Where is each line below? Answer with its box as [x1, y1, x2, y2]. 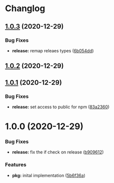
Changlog [5, 3, 45, 14]
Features [5, 161, 27, 168]
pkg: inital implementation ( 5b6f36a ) [12, 172, 86, 178]
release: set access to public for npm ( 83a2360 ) [12, 104, 110, 110]
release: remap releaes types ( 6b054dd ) [12, 48, 94, 53]
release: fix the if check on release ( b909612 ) [12, 149, 104, 155]
